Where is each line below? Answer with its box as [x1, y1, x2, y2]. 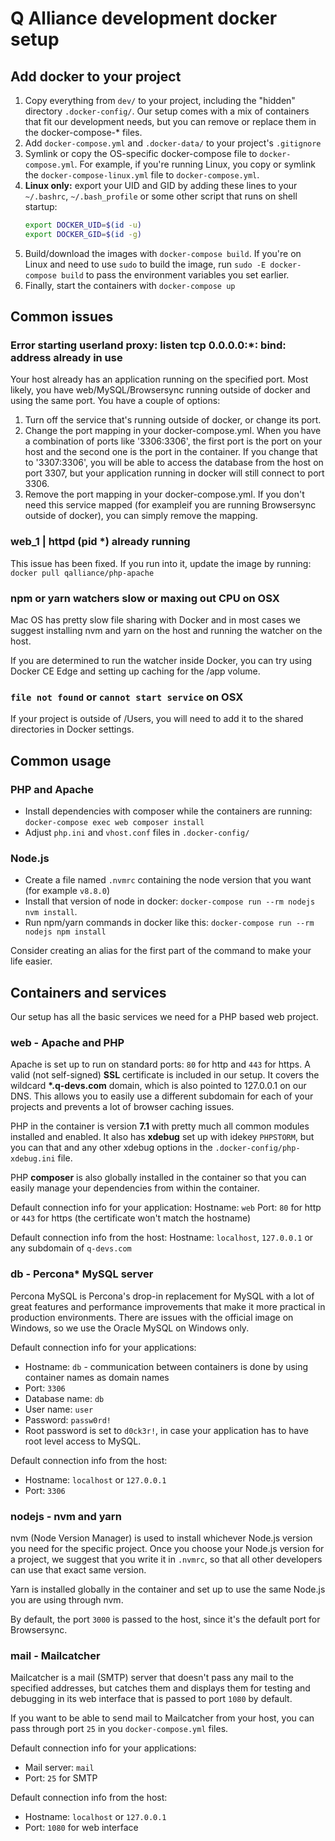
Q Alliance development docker [10, 7, 278, 30]
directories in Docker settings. [10, 723, 135, 736]
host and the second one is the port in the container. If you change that [24, 446, 318, 458]
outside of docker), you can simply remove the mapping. [24, 510, 258, 522]
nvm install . [24, 906, 78, 918]
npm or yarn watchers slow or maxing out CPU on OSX [10, 591, 280, 605]
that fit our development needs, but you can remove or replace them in [24, 116, 317, 127]
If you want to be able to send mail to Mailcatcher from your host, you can [10, 1712, 315, 1724]
